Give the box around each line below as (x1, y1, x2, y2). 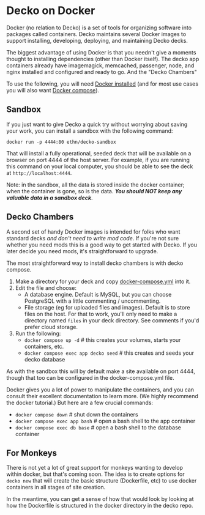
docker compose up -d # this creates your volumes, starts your (24, 336, 181, 343)
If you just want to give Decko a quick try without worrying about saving (6, 120, 188, 128)
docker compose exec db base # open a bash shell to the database (15, 423, 182, 431)
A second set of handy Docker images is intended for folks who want (6, 228, 181, 235)
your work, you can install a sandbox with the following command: (6, 127, 173, 135)
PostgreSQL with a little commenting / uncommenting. (24, 297, 161, 305)
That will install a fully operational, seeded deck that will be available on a (6, 149, 192, 157)
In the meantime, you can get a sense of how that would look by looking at (6, 495, 194, 503)
